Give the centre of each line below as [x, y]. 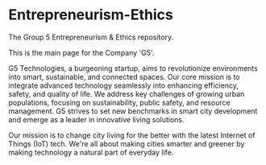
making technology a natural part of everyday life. [91, 152]
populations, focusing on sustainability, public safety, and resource [120, 102]
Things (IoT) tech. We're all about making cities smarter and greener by [127, 143]
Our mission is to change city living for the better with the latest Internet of [132, 135]
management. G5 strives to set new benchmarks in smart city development [133, 111]
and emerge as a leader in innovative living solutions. [96, 119]
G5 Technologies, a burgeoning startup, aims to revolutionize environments [133, 68]
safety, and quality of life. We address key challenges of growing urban [127, 93]
